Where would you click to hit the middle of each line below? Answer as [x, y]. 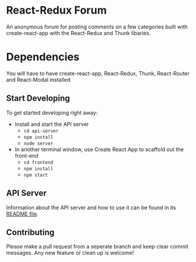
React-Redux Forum [56, 10]
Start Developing [38, 98]
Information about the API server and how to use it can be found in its [91, 207]
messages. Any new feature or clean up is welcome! [70, 253]
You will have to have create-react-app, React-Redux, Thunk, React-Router [98, 73]
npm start [36, 175]
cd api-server [41, 131]
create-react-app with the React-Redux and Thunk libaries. [78, 33]
